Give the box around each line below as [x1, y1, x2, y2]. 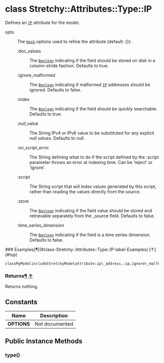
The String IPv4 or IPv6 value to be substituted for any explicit [29, 130, 155, 136]
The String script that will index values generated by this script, [29, 183, 157, 189]
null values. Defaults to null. [29, 135, 85, 141]
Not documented [34, 320, 74, 327]
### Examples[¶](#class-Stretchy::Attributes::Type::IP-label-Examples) [5, 246, 148, 252]
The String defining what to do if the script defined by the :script [29, 154, 159, 160]
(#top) [5, 251, 18, 257]
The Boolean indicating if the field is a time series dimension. [29, 231, 151, 238]
